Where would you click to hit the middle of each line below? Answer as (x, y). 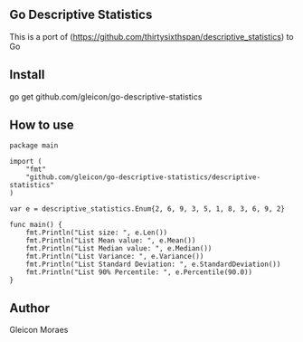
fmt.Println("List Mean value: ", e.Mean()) (111, 241)
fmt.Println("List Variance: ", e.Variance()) (115, 257)
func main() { (36, 225)
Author (29, 308)
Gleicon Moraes (39, 330)
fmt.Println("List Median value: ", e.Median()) (119, 249)
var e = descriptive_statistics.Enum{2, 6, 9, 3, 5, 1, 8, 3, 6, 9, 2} (147, 209)
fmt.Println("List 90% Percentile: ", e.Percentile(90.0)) (139, 272)
